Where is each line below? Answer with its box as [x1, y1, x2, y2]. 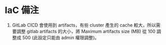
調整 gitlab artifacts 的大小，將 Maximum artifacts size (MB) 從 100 [16, 28, 155, 34]
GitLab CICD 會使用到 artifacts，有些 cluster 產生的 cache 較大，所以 [12, 22, 156, 28]
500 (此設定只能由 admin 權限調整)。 [22, 34, 100, 40]
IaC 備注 [5, 4, 39, 16]
